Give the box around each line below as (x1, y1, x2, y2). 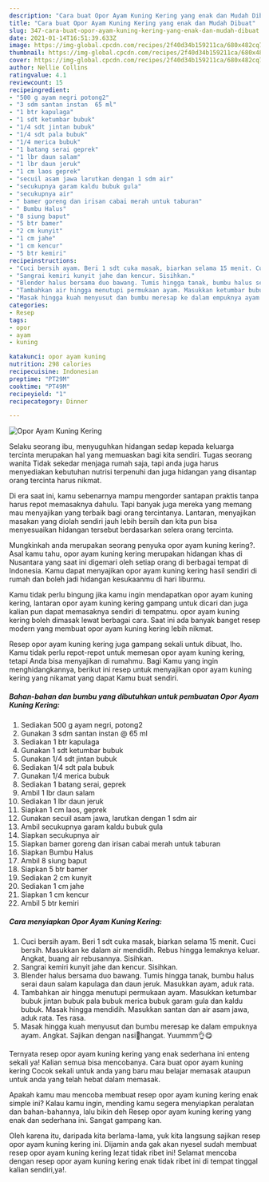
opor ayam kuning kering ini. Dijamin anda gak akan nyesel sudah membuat (9, 1140, 258, 1149)
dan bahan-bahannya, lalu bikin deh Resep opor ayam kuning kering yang (9, 1107, 251, 1117)
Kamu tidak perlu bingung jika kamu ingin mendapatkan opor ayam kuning (9, 590, 254, 600)
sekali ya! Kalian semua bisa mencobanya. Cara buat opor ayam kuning (9, 1057, 243, 1067)
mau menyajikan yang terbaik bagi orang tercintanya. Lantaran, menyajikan (9, 508, 256, 518)
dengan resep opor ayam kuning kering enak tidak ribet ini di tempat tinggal (9, 1156, 259, 1166)
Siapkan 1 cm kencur (20, 890, 89, 899)
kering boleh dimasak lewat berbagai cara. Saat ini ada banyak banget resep (9, 616, 261, 625)
